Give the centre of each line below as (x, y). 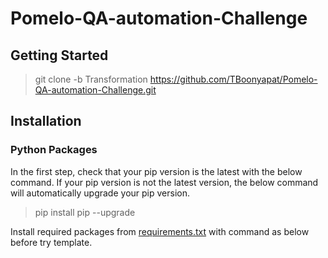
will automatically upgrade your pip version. (100, 193)
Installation (46, 121)
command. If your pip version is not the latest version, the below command (164, 182)
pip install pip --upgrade (85, 212)
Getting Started (59, 55)
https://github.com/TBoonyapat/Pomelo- (233, 79)
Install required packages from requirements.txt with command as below (160, 231)
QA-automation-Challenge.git (95, 90)
